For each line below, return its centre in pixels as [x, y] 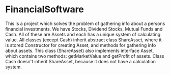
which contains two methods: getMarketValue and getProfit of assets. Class [85, 56]
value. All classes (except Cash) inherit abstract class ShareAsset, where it [83, 40]
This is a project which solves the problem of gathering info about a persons [85, 23]
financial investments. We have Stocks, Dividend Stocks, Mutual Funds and [84, 29]
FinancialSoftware [45, 9]
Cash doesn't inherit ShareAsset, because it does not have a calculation [81, 61]
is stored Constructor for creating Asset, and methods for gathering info [81, 45]
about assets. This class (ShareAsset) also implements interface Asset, [80, 51]
